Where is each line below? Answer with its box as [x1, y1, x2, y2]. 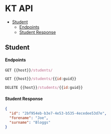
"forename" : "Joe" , [9, 116, 49, 120]
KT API [5, 3, 33, 14]
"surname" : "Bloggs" [9, 120, 51, 125]
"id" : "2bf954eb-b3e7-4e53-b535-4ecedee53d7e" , [9, 111, 107, 116]
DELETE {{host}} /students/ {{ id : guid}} [5, 85, 83, 90]
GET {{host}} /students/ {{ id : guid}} [5, 76, 77, 82]
